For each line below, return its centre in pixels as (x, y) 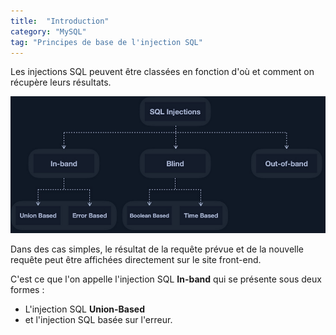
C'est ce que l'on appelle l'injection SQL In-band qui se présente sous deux (166, 279)
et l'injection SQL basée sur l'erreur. (98, 319)
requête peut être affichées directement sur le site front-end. (136, 259)
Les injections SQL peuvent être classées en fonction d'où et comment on (162, 72)
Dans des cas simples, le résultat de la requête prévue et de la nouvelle (157, 249)
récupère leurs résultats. (61, 82)
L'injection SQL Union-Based (84, 309)
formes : (27, 289)
